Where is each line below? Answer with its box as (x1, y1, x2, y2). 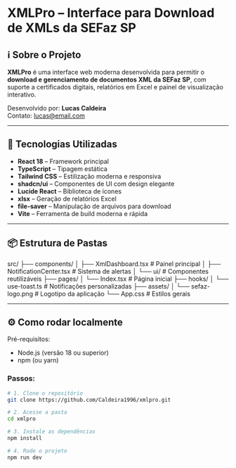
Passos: (7, 374, 35, 384)
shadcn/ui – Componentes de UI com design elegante (17, 179, 175, 188)
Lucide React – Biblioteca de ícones (17, 186, 122, 195)
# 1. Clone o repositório (7, 389, 83, 397)
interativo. (7, 90, 37, 99)
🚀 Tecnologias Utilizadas (7, 139, 117, 151)
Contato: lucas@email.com (7, 111, 86, 120)
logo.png (7, 289, 34, 298)
